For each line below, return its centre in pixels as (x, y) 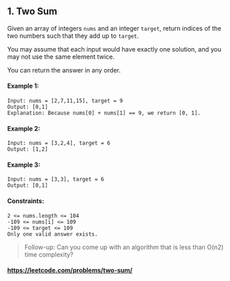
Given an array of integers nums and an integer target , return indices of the (114, 28)
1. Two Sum (32, 12)
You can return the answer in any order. (64, 70)
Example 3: (24, 165)
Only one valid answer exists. (53, 234)
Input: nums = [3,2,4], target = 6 (59, 143)
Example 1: (23, 86)
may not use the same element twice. (61, 56)
